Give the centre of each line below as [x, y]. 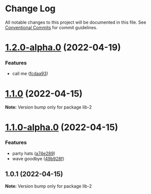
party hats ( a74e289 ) [34, 153]
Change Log [30, 9]
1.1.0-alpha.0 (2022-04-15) [62, 127]
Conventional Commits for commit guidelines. [51, 27]
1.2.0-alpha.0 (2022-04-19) [63, 48]
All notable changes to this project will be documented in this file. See [76, 22]
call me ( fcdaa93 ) [30, 74]
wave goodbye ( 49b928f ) [38, 158]
